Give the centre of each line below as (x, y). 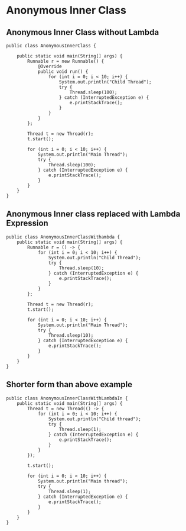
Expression (27, 223)
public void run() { (63, 72)
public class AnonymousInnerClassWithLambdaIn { (67, 398)
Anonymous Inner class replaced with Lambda (93, 214)
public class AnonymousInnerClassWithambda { (63, 237)
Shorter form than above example (69, 384)
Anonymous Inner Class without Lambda (83, 32)
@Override (50, 66)
